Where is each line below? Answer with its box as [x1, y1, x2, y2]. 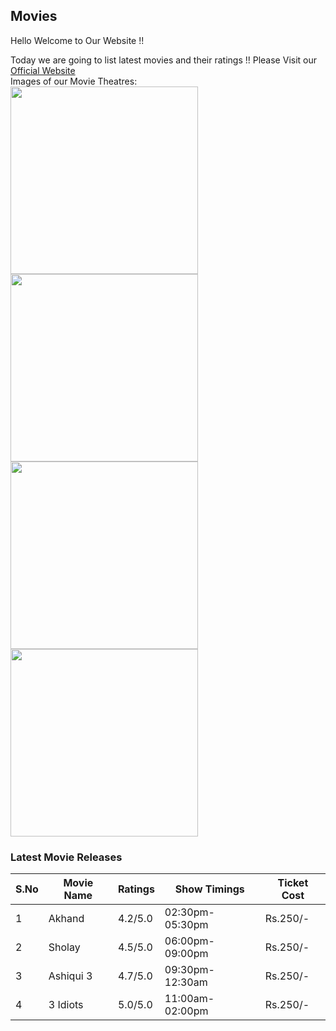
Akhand [48, 912, 85, 926]
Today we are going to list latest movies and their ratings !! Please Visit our [10, 54, 318, 66]
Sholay [48, 940, 81, 954]
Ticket [277, 876, 309, 890]
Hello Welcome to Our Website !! [10, 34, 145, 46]
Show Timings [174, 882, 245, 896]
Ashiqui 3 [48, 969, 93, 983]
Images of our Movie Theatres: [10, 75, 138, 87]
